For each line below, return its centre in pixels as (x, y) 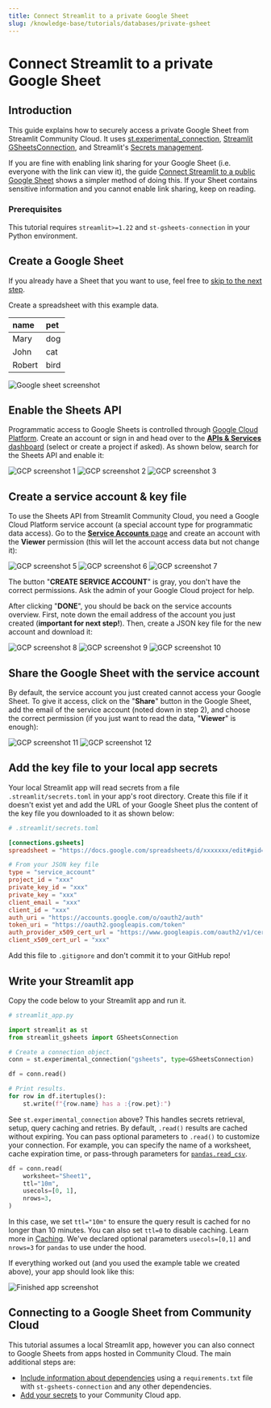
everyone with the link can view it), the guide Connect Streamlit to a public (132, 172)
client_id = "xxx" (39, 910)
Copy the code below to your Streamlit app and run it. (98, 1000)
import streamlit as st (48, 1030)
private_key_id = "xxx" (48, 888)
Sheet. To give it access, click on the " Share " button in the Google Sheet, (130, 702)
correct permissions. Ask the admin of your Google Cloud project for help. (131, 591)
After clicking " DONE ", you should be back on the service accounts (120, 606)
